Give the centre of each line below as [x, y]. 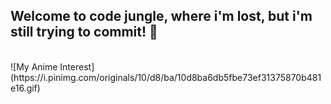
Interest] [77, 66]
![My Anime [34, 66]
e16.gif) [25, 88]
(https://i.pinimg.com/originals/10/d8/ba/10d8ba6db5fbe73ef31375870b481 [166, 77]
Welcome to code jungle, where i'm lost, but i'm [161, 16]
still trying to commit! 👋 [84, 32]
